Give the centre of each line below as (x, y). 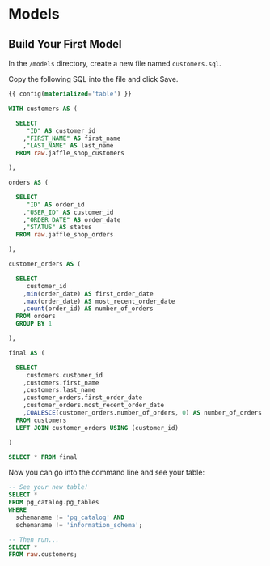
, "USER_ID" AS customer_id (68, 212)
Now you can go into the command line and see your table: (106, 472)
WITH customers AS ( (43, 109)
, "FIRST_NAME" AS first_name (72, 138)
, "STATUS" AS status (57, 228)
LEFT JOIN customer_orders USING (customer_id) (97, 428)
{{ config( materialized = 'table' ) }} (70, 94)
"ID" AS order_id (55, 204)
